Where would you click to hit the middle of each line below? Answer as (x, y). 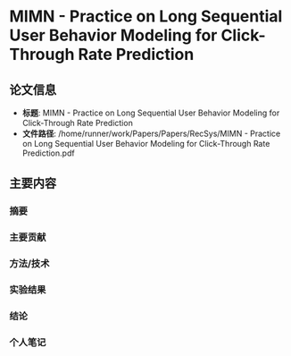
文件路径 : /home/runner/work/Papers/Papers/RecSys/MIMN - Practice (151, 133)
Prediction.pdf (48, 153)
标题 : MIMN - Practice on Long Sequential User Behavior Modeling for (151, 113)
